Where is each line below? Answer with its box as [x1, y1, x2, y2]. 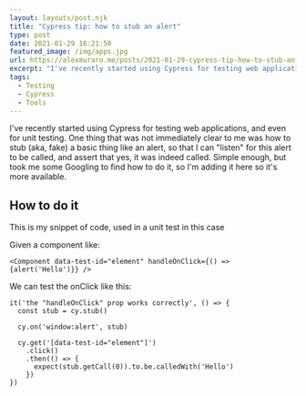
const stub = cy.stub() [17, 307, 107, 316]
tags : [9, 73, 30, 82]
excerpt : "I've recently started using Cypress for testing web [9, 65, 259, 74]
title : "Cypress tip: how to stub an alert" [9, 22, 181, 31]
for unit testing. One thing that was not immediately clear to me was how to [9, 133, 291, 144]
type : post [9, 30, 51, 39]
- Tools [17, 97, 47, 107]
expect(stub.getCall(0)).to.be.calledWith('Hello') [33, 362, 234, 371]
